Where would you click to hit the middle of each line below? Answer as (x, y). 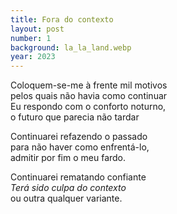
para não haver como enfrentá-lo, (80, 147)
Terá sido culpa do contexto (68, 188)
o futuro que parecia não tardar (75, 117)
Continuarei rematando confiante (78, 177)
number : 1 (31, 38)
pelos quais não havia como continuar (89, 96)
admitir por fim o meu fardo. (68, 158)
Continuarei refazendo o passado (79, 137)
